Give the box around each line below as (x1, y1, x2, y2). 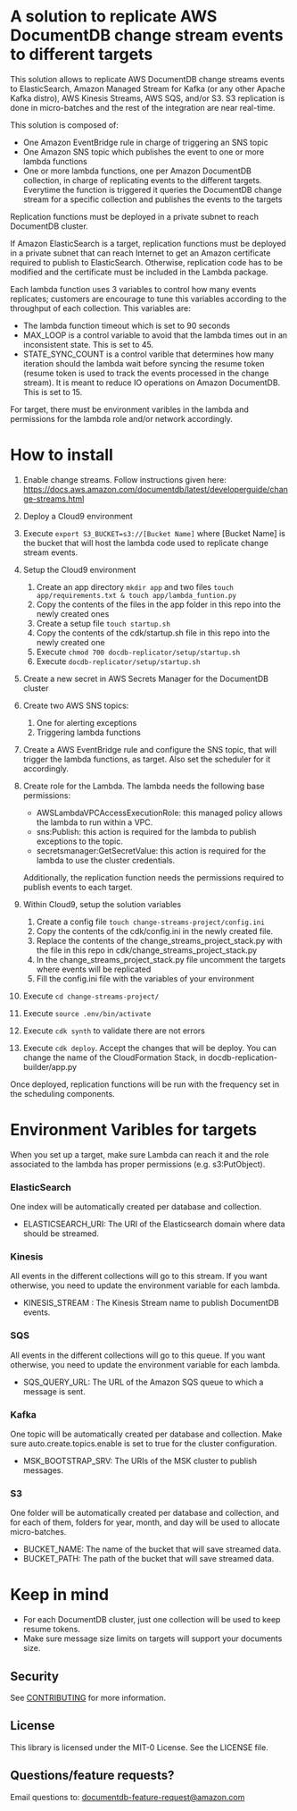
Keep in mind (10, 1585, 110, 1605)
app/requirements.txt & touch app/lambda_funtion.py (36, 591, 237, 600)
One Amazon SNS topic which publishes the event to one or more (22, 146, 265, 157)
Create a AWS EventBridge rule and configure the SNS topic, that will (22, 744, 277, 754)
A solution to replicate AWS (10, 6, 218, 27)
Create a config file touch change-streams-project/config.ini (36, 916, 266, 927)
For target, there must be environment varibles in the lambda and (10, 404, 249, 415)
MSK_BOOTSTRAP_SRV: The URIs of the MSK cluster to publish (22, 1455, 258, 1466)
